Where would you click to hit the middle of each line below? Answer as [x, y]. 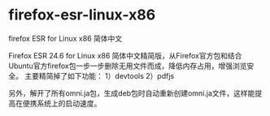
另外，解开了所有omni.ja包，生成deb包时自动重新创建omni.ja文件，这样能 [132, 93]
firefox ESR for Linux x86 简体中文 [65, 38]
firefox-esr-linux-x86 [82, 15]
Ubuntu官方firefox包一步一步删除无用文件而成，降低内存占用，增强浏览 [128, 66]
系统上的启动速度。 [69, 103]
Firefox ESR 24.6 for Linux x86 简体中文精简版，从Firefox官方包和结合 [125, 55]
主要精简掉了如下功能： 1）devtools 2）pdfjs [99, 75]
